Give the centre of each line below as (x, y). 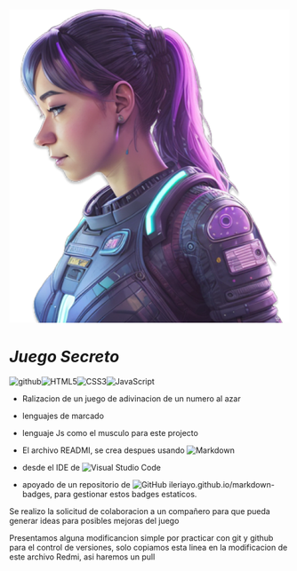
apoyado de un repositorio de (76, 484)
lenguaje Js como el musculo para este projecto (110, 432)
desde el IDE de (51, 467)
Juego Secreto (64, 357)
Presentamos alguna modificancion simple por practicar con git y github (141, 537)
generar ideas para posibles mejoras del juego (94, 520)
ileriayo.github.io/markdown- (222, 484)
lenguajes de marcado (63, 416)
